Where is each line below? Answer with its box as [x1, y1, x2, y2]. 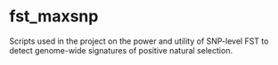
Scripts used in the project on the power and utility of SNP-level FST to [9, 36, 269, 46]
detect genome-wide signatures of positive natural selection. [9, 45, 233, 55]
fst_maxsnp [9, 6, 99, 27]
